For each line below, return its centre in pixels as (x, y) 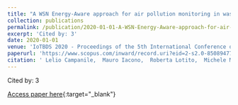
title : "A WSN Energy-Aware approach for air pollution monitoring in (114, 14)
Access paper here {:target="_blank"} (62, 94)
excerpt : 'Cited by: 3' (42, 34)
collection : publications (45, 21)
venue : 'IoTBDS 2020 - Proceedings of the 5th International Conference (117, 47)
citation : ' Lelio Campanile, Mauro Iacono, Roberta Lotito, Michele (117, 60)
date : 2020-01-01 (33, 40)
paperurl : (22, 54)
